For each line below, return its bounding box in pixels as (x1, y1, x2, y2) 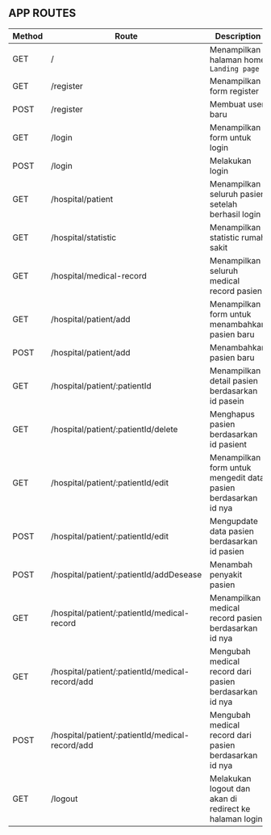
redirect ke (209, 803, 251, 814)
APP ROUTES (8, 6, 77, 20)
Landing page (209, 64, 260, 73)
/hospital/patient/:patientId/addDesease (51, 569, 202, 580)
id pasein (209, 395, 244, 406)
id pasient (209, 438, 248, 450)
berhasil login (209, 208, 261, 220)
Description (215, 30, 261, 41)
